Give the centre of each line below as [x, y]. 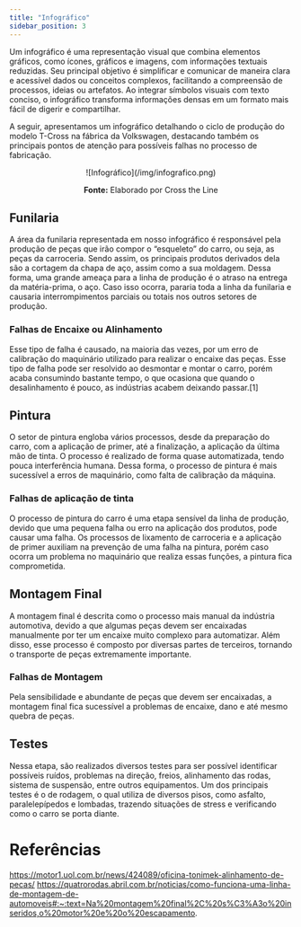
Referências [55, 849]
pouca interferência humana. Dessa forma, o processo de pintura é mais [143, 466]
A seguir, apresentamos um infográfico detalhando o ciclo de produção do [147, 126]
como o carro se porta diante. [64, 813]
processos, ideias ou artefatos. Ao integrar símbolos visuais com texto [139, 90]
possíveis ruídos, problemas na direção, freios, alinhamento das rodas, [140, 775]
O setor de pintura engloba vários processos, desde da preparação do [140, 437]
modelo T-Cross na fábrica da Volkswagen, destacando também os [134, 136]
